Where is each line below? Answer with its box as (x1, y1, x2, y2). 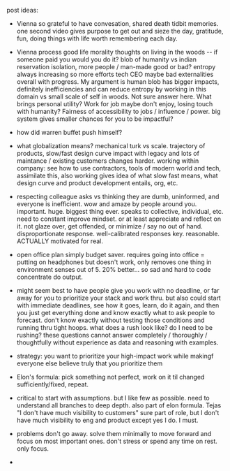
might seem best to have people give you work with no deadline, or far (16, 287, 220, 294)
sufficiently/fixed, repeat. (16, 380, 89, 389)
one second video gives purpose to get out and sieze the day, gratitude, (16, 27, 224, 35)
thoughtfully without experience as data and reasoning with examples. (16, 338, 219, 347)
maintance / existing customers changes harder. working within (16, 157, 199, 165)
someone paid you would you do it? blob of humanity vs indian (16, 55, 197, 64)
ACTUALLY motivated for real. (16, 237, 104, 245)
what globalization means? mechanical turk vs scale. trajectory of (16, 142, 206, 150)
